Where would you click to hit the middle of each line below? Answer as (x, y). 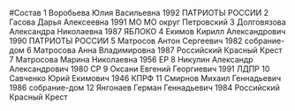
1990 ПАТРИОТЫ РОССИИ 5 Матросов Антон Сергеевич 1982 (126, 41)
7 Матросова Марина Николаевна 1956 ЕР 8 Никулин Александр (131, 59)
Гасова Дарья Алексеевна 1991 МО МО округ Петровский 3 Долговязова (148, 22)
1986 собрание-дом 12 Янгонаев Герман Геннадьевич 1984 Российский (145, 88)
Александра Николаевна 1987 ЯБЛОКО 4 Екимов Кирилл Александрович (147, 31)
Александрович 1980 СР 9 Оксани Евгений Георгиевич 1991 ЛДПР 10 (140, 69)
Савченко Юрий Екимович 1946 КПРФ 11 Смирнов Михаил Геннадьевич (145, 78)
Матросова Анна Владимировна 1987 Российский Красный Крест (158, 50)
